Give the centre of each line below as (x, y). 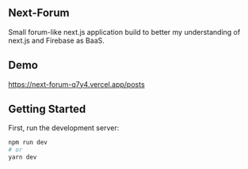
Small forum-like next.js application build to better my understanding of (124, 32)
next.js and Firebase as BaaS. (57, 40)
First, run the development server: (64, 128)
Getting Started (47, 109)
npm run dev (28, 143)
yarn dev (23, 157)
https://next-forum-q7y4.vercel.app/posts (76, 84)
